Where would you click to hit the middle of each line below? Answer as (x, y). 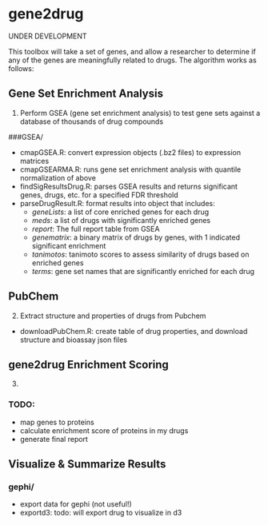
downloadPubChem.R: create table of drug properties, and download (134, 331)
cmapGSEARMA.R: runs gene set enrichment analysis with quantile (130, 169)
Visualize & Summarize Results (87, 464)
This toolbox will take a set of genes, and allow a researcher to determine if (132, 51)
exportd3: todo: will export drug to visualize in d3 (101, 513)
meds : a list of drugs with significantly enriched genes (121, 220)
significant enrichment (69, 245)
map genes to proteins (57, 422)
